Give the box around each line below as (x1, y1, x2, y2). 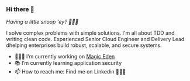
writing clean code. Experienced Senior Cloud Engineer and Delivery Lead (6, 36, 185, 43)
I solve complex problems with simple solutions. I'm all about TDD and (6, 30, 175, 36)
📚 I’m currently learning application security (14, 60, 122, 67)
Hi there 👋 (6, 5, 35, 13)
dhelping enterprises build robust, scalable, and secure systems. (6, 42, 162, 49)
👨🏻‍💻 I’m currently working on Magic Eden (14, 53, 115, 60)
